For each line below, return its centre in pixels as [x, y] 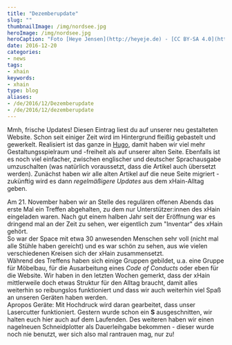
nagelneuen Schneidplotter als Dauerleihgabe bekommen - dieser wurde [110, 326]
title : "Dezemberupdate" [43, 13]
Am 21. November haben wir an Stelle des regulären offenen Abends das [110, 202]
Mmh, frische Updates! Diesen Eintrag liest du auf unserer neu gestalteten [113, 129]
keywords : [21, 78]
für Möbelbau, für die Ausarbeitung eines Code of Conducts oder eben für [113, 268]
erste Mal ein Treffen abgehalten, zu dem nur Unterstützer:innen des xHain [114, 209]
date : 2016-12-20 [32, 46]
